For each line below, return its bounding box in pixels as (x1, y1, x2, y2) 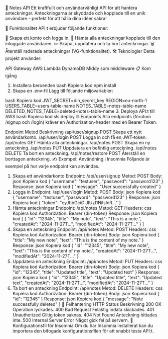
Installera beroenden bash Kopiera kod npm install (12, 82, 116, 88)
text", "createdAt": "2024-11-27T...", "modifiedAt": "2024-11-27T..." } (12, 280, 153, 286)
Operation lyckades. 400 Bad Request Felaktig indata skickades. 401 (12, 307, 154, 312)
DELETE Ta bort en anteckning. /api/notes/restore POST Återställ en (5, 150, 145, 156)
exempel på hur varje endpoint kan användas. (5, 163, 100, 169)
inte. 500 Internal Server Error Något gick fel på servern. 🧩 (12, 317, 133, 323)
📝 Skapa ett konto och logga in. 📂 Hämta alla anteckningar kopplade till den (5, 35, 160, 41)
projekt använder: (5, 55, 42, 61)
